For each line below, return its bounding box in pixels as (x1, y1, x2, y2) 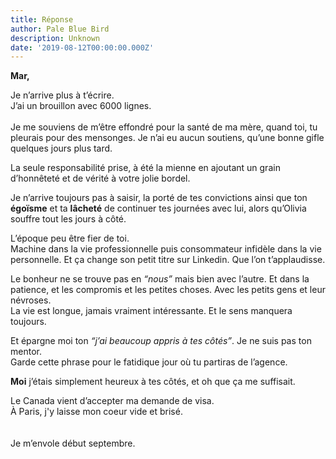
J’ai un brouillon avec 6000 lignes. (10, 100, 152, 112)
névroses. (10, 294, 52, 306)
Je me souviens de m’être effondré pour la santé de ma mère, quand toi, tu (10, 121, 318, 133)
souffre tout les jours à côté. (10, 213, 127, 225)
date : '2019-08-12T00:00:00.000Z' (10, 42, 155, 53)
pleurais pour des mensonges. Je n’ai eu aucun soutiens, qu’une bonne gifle (10, 132, 325, 144)
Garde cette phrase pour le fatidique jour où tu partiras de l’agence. (10, 356, 288, 368)
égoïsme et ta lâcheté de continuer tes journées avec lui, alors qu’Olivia (10, 202, 307, 215)
